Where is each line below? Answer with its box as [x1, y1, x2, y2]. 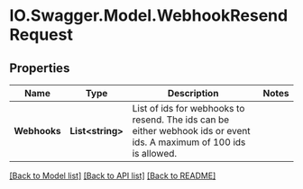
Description [167, 87, 219, 99]
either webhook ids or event [132, 125, 251, 137]
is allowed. [132, 148, 178, 159]
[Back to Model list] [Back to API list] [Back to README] [9, 170, 216, 181]
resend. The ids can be [132, 113, 230, 126]
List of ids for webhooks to [132, 103, 245, 114]
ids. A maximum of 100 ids [132, 136, 246, 148]
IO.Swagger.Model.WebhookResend [9, 5, 289, 26]
